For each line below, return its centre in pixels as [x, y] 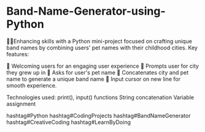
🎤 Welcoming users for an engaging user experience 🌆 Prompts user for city [103, 66]
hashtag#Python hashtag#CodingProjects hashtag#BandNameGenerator [99, 116]
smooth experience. [32, 85]
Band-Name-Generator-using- [86, 11]
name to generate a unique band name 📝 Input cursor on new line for [94, 79]
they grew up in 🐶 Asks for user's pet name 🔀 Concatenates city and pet [98, 72]
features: [18, 54]
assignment [21, 104]
